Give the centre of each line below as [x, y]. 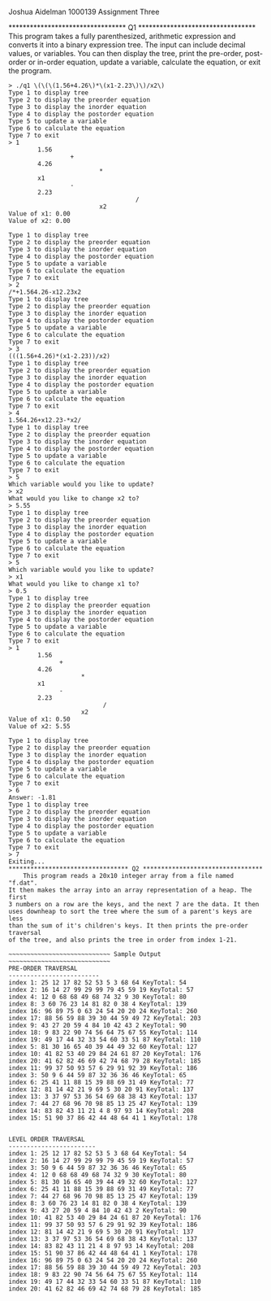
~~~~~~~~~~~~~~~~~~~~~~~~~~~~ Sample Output [85, 954]
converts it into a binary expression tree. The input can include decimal [127, 45]
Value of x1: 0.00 [39, 214]
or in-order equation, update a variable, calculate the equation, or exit [144, 62]
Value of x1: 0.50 [39, 719]
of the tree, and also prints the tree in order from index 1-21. [123, 940]
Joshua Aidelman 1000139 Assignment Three [84, 12]
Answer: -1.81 [32, 797]
